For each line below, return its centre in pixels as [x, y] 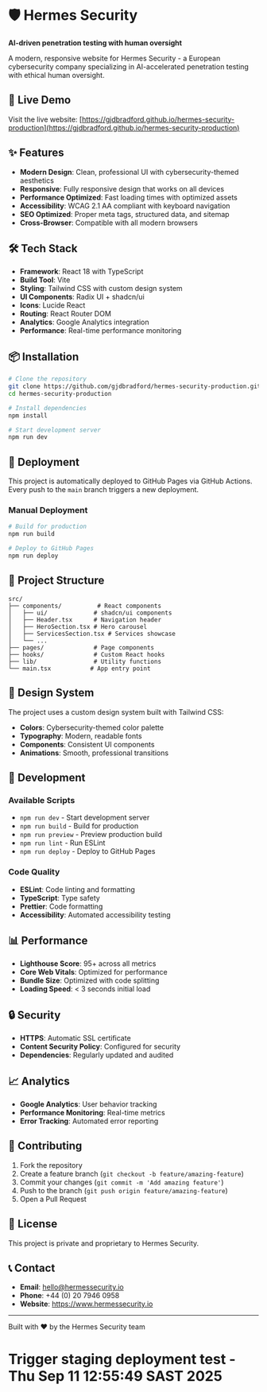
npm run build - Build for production [79, 826]
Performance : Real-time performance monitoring [101, 331]
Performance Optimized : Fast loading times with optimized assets [129, 197]
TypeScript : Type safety [60, 898]
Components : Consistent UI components [87, 744]
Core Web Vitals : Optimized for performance [94, 972]
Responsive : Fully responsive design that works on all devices [122, 188]
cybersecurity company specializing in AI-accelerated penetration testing [128, 66]
